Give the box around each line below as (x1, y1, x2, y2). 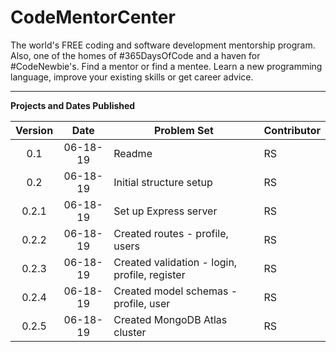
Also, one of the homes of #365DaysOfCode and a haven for (10, 49, 261, 61)
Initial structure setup (113, 175, 213, 189)
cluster (113, 325, 147, 339)
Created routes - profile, (113, 226, 229, 240)
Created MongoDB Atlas (113, 312, 228, 326)
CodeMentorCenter (10, 6, 176, 29)
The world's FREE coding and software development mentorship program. (10, 39, 316, 51)
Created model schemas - (113, 284, 238, 298)
